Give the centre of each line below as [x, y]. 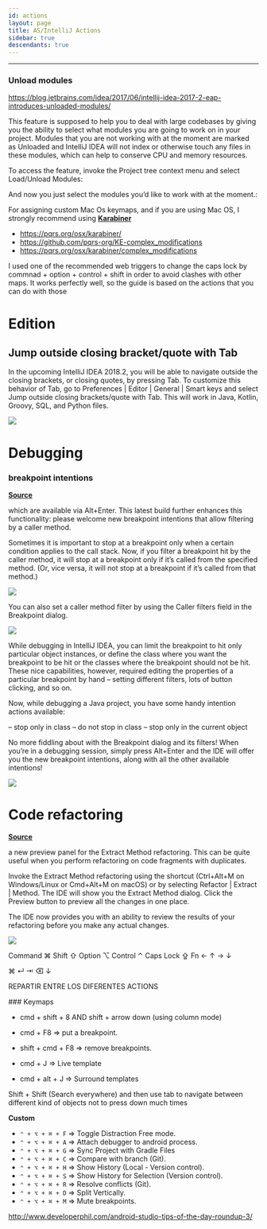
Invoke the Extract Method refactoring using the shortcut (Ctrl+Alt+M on [126, 876]
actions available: [37, 711]
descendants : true [39, 45]
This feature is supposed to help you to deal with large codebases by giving [132, 122]
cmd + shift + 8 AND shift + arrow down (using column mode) [121, 1017]
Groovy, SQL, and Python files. [58, 405]
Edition [32, 324]
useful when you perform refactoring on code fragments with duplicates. [128, 860]
